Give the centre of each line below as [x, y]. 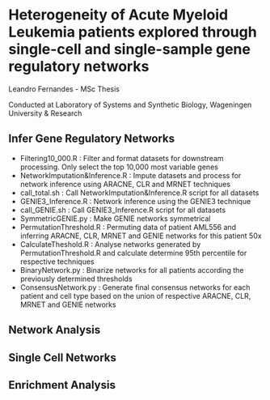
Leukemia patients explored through [133, 32]
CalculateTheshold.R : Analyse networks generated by [110, 244]
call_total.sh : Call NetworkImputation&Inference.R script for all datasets [139, 193]
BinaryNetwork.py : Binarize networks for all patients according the [132, 270]
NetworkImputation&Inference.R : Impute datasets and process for [131, 175]
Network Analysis [55, 330]
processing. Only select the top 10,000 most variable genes [119, 167]
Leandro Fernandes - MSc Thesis [64, 89]
